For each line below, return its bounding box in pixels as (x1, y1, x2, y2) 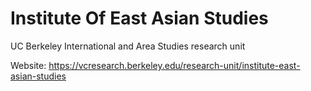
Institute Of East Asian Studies (10, 7, 269, 30)
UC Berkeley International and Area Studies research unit (10, 40, 246, 52)
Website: (10, 59, 47, 71)
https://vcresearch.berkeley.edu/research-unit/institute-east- (48, 59, 301, 71)
